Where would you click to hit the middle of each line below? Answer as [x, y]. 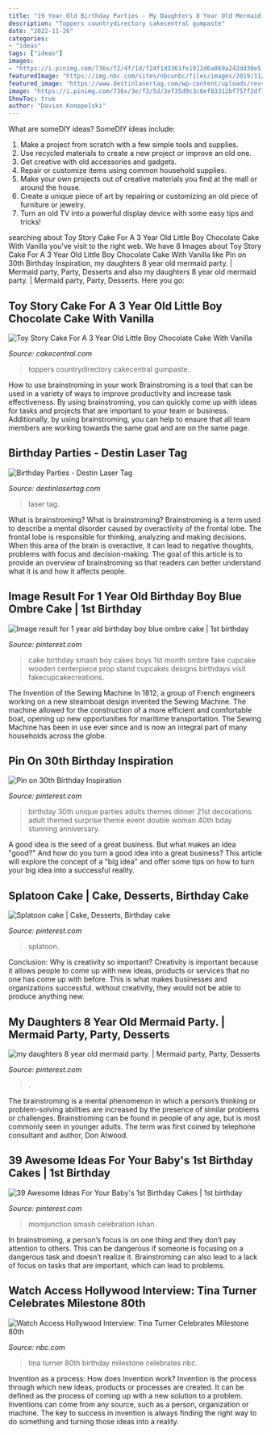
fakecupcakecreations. [66, 677]
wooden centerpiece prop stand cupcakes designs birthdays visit [137, 668]
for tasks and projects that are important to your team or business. [119, 410]
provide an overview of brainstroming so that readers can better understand [135, 562]
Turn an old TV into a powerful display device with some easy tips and [137, 213]
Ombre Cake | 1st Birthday [75, 610]
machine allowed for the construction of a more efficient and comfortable [130, 710]
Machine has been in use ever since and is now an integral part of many [128, 727]
